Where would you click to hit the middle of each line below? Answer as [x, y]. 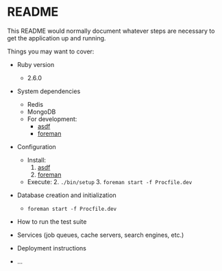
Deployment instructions [52, 248]
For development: [52, 119]
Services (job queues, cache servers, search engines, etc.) [100, 235]
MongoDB [41, 112]
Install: [37, 160]
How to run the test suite [52, 221]
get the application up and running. [57, 38]
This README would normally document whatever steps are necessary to [111, 31]
